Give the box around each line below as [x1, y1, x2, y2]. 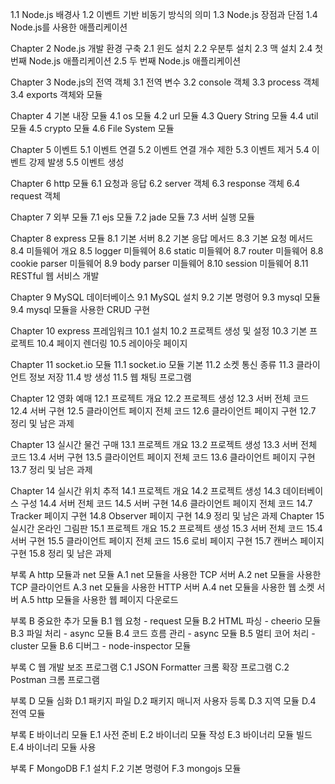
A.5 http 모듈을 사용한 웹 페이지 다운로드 [20, 594, 179, 605]
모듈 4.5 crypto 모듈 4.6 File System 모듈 [10, 123, 175, 134]
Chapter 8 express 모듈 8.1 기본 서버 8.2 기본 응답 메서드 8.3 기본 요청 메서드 [10, 233, 314, 244]
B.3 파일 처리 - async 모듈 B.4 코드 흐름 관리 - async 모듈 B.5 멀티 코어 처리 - [10, 628, 316, 639]
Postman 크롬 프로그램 [10, 674, 100, 685]
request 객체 [10, 190, 61, 202]
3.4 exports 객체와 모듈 [10, 89, 103, 100]
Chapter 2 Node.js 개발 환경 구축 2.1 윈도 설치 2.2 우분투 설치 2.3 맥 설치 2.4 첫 [10, 43, 324, 54]
